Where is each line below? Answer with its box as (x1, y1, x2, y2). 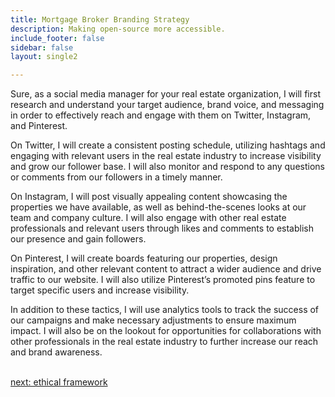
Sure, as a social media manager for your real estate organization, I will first (10, 88, 321, 100)
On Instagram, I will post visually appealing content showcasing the (10, 191, 288, 203)
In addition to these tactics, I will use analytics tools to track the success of (10, 304, 320, 316)
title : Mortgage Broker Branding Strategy (10, 14, 190, 25)
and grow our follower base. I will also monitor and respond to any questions (10, 161, 325, 173)
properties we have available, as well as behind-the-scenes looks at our (10, 201, 307, 213)
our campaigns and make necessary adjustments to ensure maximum (10, 314, 297, 326)
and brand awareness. (10, 346, 103, 358)
